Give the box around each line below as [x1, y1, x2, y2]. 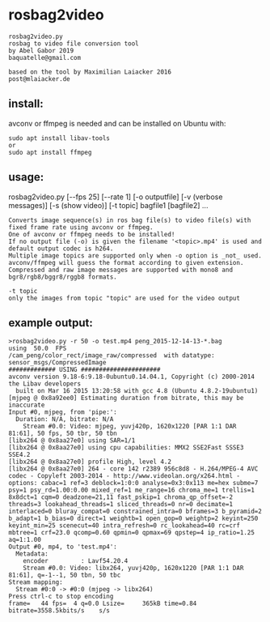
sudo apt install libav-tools [8, 134, 111, 143]
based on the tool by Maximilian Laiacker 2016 [8, 67, 172, 76]
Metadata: [15, 550, 49, 558]
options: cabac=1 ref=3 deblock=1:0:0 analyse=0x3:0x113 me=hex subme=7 [8, 479, 259, 488]
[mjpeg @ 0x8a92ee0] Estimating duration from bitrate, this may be [8, 394, 244, 403]
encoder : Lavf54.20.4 [23, 557, 129, 565]
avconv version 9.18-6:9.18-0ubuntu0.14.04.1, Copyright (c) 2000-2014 [8, 373, 255, 381]
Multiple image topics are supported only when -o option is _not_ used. [8, 251, 263, 260]
